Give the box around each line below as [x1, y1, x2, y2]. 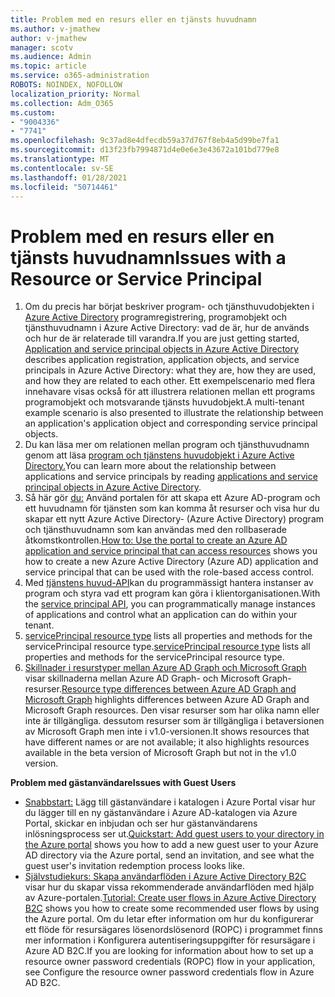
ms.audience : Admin [10, 52, 92, 62]
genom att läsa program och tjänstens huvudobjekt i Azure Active [24, 449, 295, 461]
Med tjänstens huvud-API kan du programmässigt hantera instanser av [24, 577, 314, 589]
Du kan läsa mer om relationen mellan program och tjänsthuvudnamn [24, 439, 310, 451]
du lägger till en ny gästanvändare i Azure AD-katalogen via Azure [24, 807, 298, 819]
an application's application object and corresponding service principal [24, 417, 318, 430]
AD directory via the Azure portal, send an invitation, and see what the [24, 849, 315, 861]
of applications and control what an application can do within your [24, 609, 298, 621]
